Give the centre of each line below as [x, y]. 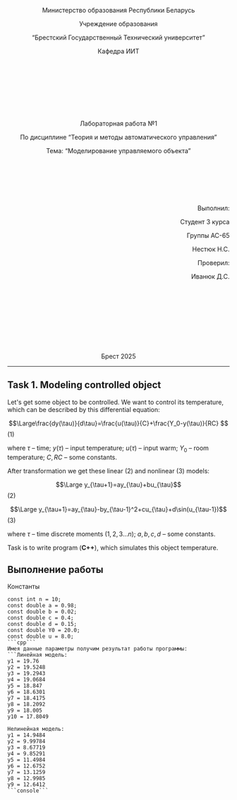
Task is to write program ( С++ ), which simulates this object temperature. [113, 547]
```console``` [28, 791]
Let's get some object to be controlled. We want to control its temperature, [116, 402]
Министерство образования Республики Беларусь [119, 10]
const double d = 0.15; [42, 624]
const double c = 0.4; [41, 618]
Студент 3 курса [205, 222]
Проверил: [213, 263]
